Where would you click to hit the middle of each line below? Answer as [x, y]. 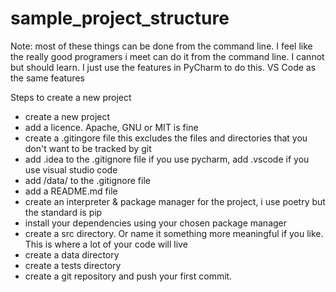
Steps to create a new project [71, 97]
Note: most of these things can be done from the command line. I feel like [161, 46]
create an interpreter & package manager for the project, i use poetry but [175, 201]
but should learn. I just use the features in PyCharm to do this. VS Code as [163, 67]
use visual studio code [71, 169]
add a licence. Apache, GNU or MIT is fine [111, 127]
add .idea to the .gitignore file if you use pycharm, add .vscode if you [167, 159]
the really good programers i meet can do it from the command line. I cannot [167, 56]
